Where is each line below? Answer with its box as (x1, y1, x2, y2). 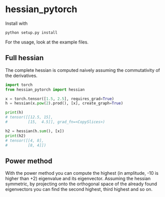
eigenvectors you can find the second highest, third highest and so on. (5, 186, 153, 192)
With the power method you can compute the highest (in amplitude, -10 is (5, 170, 158, 176)
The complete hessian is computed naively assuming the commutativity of (5, 67, 160, 73)
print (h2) (5, 133, 26, 138)
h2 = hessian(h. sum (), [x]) (5, 128, 65, 134)
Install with (5, 20, 28, 26)
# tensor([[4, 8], (5, 138, 44, 143)
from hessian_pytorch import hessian (5, 87, 85, 92)
